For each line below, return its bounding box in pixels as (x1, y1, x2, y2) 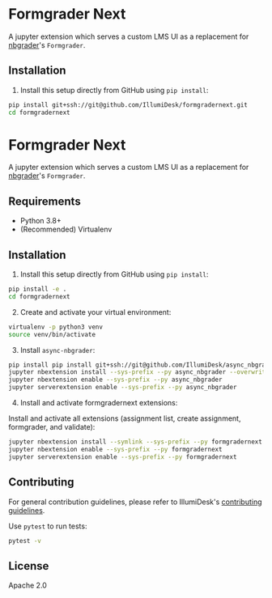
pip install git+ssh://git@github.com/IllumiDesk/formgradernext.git (8, 100, 249, 109)
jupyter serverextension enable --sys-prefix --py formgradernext (8, 452, 237, 461)
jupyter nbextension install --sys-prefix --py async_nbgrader (8, 368, 227, 376)
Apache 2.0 (8, 580, 47, 591)
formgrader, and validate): (8, 422, 96, 432)
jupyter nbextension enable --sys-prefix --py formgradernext (8, 445, 223, 453)
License (8, 559, 49, 573)
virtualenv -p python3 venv (8, 323, 104, 331)
